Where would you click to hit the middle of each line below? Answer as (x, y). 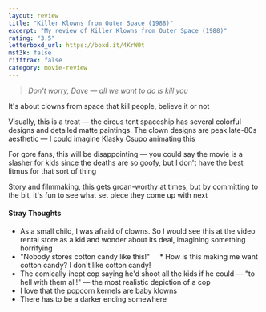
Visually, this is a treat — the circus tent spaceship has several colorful (125, 122)
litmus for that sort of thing (52, 171)
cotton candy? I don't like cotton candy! (85, 265)
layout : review (34, 16)
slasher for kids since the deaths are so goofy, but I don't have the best (126, 162)
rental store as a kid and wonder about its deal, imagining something (133, 239)
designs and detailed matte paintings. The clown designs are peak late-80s (133, 130)
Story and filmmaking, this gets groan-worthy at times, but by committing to (133, 186)
